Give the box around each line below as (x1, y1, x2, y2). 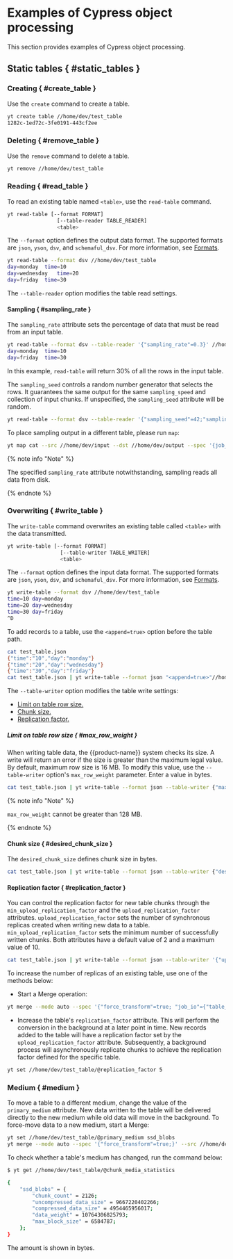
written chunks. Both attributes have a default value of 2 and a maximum (7, 936, 215, 944)
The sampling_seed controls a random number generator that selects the (7, 380, 214, 389)
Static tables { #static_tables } (7, 63, 141, 74)
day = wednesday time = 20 (7, 270, 79, 277)
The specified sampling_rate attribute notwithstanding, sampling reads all (7, 468, 217, 476)
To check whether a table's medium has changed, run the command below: (7, 1153, 223, 1162)
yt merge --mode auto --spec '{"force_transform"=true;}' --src (7, 1141, 197, 1148)
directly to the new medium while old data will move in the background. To (7, 1114, 220, 1122)
